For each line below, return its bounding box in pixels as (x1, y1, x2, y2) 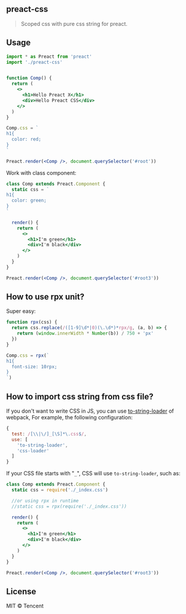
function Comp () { (6, 75, 52, 81)
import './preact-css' (6, 59, 63, 65)
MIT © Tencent (6, 603, 44, 610)
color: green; (11, 198, 47, 204)
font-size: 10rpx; (11, 363, 58, 369)
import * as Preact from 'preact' (6, 53, 93, 59)
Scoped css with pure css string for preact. (20, 20, 127, 27)
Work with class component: (6, 169, 77, 176)
